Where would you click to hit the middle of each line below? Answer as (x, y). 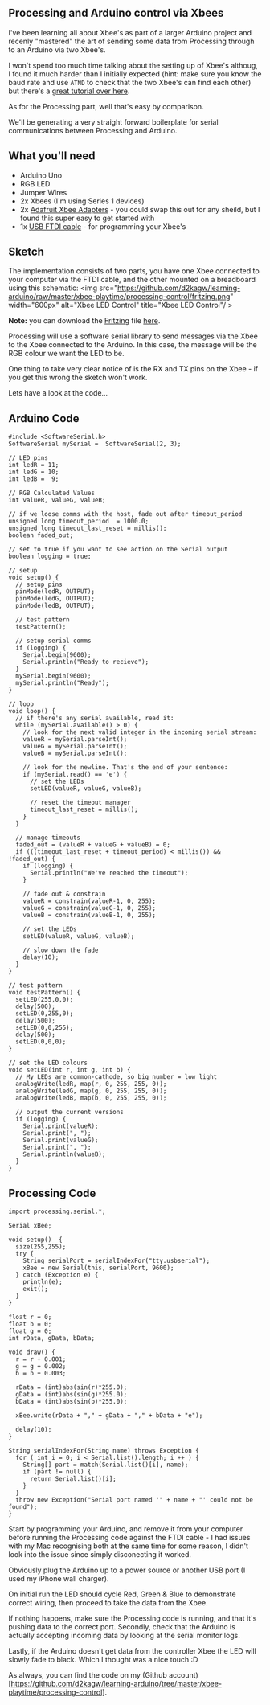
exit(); (35, 1289)
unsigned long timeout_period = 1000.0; (79, 522)
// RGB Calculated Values (51, 494)
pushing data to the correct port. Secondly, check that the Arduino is (122, 1627)
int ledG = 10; (34, 472)
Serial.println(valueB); (64, 1154)
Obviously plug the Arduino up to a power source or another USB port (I (127, 1570)
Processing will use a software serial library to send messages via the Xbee (133, 336)
